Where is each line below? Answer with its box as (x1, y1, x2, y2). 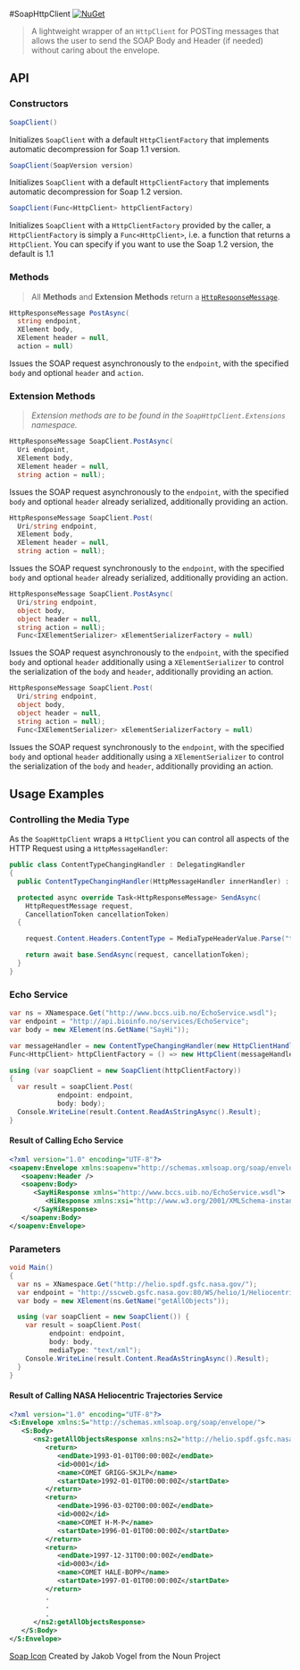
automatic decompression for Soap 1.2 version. (9, 186, 183, 197)
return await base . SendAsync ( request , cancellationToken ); (25, 950, 250, 959)
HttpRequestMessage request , (25, 901, 134, 910)
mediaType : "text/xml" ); (48, 1345, 142, 1355)
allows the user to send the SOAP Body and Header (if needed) (30, 36, 263, 46)
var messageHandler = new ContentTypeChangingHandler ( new (9, 1041, 229, 1051)
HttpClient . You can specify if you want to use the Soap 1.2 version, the (9, 239, 274, 250)
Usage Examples (9, 786, 104, 801)
